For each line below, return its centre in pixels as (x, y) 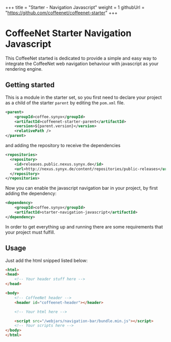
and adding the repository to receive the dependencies (63, 145)
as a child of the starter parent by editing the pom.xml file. (65, 103)
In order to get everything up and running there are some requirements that (84, 226)
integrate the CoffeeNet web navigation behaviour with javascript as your (82, 64)
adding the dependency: (31, 193)
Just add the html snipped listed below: (47, 260)
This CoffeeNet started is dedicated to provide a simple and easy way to (81, 58)
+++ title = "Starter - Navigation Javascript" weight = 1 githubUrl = (75, 7)
